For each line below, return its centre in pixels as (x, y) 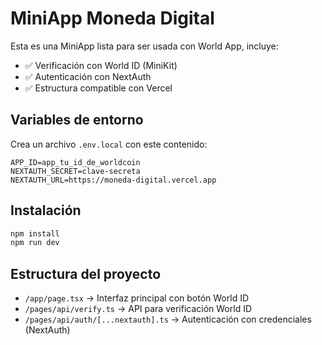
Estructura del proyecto (86, 273)
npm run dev (35, 243)
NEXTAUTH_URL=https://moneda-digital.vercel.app (113, 180)
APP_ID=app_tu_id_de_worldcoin (75, 162)
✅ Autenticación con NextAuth (88, 76)
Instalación (46, 210)
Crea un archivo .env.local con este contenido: (109, 144)
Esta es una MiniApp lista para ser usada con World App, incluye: (144, 46)
